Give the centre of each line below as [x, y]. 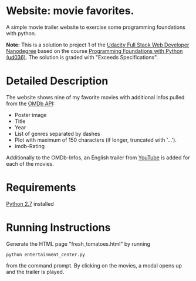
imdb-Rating [30, 146]
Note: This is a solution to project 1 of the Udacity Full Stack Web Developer [98, 45]
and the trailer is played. [35, 272]
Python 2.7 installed [30, 203]
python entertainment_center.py [45, 255]
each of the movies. [30, 163]
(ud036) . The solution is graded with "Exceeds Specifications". [82, 57]
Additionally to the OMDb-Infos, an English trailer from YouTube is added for [98, 158]
